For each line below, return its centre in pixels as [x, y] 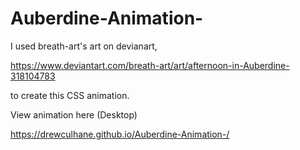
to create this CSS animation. [70, 95]
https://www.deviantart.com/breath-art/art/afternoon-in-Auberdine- [150, 65]
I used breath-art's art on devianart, [84, 46]
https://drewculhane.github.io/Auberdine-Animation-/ [120, 134]
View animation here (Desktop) [74, 114]
